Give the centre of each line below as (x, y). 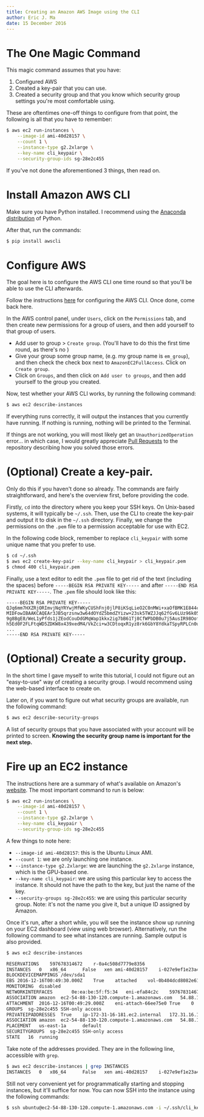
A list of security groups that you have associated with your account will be (100, 729)
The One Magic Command (73, 53)
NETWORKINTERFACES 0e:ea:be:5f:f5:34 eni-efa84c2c (83, 992)
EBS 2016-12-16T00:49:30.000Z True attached (72, 981)
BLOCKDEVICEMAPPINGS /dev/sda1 (46, 975)
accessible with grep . (33, 1055)
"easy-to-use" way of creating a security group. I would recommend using (99, 682)
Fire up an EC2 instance (67, 766)
